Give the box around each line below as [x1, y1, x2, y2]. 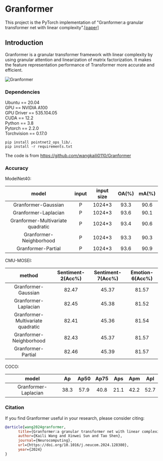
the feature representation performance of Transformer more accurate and [5, 62, 155, 67]
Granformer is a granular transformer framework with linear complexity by [5, 51, 153, 57]
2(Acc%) [60, 275, 82, 282]
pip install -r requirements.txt [5, 144, 73, 149]
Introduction [5, 39, 44, 47]
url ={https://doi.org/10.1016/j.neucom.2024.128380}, [17, 443, 130, 447]
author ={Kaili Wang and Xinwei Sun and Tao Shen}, [17, 433, 123, 439]
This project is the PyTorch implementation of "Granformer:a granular [5, 19, 144, 25]
